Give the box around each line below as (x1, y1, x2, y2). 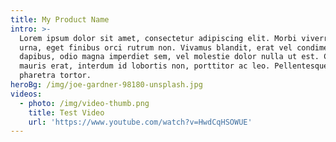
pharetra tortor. (19, 71, 92, 81)
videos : (10, 89, 43, 99)
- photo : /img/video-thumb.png (19, 98, 150, 108)
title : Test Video (28, 107, 105, 118)
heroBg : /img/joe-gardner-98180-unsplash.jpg (10, 80, 203, 90)
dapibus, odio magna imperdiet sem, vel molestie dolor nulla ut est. (19, 52, 320, 62)
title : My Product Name (10, 14, 110, 25)
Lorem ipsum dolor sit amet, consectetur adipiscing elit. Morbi (19, 33, 298, 43)
